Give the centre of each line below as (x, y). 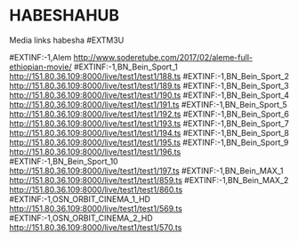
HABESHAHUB (64, 16)
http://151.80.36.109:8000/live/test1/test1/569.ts (96, 208)
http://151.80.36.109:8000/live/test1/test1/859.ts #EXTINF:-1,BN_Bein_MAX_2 (149, 180)
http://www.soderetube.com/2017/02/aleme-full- (163, 57)
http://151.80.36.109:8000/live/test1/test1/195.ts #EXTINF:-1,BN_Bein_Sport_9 (149, 142)
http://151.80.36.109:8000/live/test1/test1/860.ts (96, 189)
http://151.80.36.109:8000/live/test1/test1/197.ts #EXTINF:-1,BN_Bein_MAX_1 (146, 171)
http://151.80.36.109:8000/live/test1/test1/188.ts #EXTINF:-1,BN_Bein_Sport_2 (149, 76)
